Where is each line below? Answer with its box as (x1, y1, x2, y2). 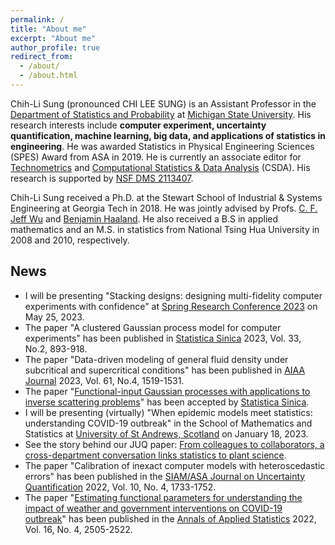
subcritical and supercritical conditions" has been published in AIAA (24, 364, 306, 376)
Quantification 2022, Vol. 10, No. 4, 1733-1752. (24, 481, 217, 493)
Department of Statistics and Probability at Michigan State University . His (10, 108, 312, 120)
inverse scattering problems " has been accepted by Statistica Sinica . (24, 396, 310, 408)
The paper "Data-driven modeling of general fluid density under (24, 353, 289, 365)
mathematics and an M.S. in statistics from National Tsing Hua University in (10, 223, 320, 235)
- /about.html (19, 71, 78, 81)
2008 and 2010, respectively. (10, 234, 130, 246)
